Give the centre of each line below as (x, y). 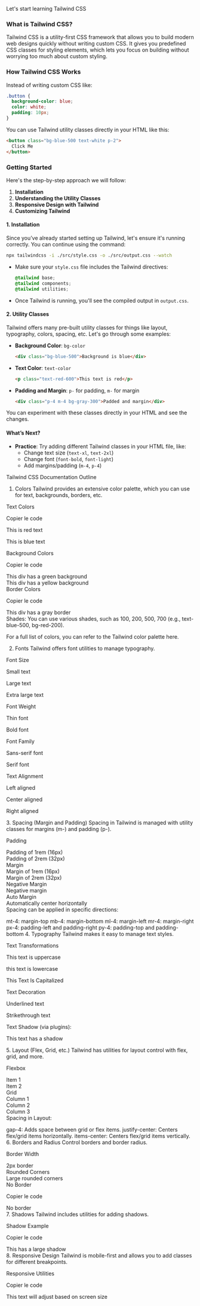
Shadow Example (27, 1226)
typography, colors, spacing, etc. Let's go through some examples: (89, 334)
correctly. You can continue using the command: (66, 245)
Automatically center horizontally (47, 903)
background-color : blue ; (42, 101)
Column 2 (18, 1105)
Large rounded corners (35, 1178)
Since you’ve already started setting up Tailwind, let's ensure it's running (96, 238)
